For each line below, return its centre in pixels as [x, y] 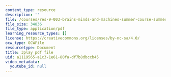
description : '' [22, 15]
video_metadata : [22, 62]
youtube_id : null [28, 66]
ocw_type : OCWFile [25, 43]
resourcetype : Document [31, 48]
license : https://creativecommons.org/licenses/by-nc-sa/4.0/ [73, 38]
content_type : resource [31, 10]
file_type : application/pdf [35, 29]
